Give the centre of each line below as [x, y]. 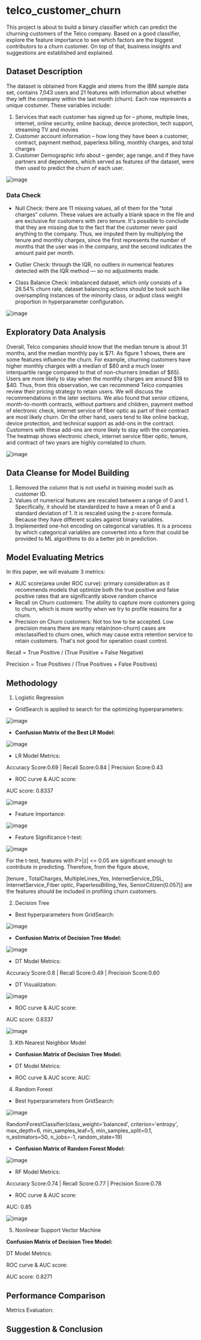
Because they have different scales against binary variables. [89, 519]
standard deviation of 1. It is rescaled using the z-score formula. [94, 513]
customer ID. [31, 494]
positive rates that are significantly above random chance [86, 596]
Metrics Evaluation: [30, 1310]
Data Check [23, 195]
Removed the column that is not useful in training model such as [94, 487]
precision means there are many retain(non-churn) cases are [90, 628]
